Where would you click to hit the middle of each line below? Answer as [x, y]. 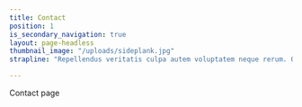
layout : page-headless [52, 43]
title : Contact [38, 18]
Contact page [35, 93]
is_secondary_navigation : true [68, 34]
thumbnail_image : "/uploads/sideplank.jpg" [92, 51]
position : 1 [31, 26]
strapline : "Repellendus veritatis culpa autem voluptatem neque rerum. [148, 59]
